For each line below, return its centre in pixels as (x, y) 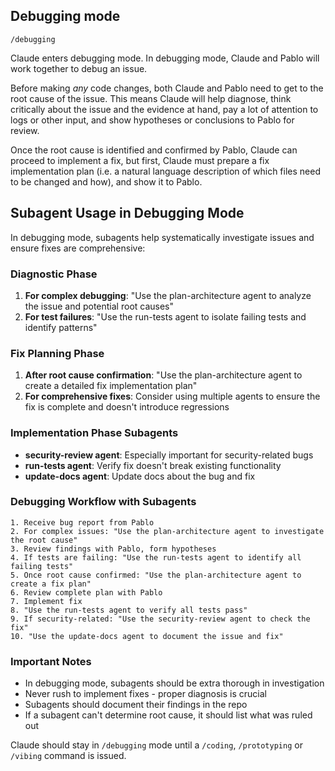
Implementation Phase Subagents (94, 433)
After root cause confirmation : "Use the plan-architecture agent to (163, 375)
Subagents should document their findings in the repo (136, 705)
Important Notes (51, 661)
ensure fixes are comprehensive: (78, 248)
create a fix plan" (51, 584)
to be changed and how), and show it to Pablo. (106, 181)
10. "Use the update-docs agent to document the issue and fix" (147, 636)
